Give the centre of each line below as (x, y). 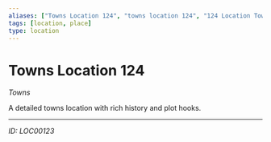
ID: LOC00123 (31, 131)
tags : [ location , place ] (50, 23)
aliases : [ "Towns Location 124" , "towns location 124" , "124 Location (129, 16)
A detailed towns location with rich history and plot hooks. (105, 108)
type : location (34, 30)
